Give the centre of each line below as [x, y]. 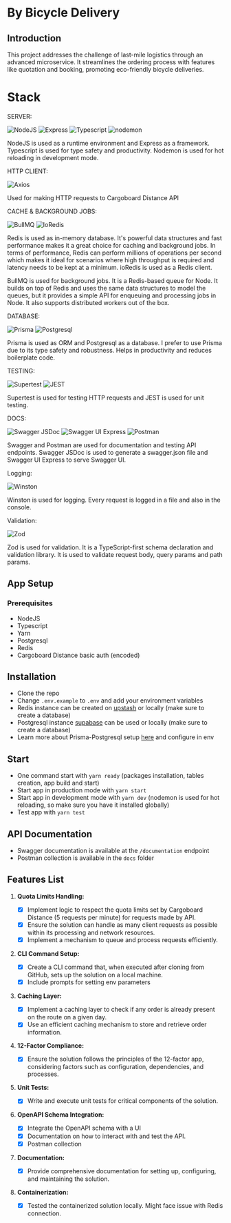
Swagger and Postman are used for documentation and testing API [102, 445]
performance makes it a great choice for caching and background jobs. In [111, 245]
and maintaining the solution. [68, 1179]
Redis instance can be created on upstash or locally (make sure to [111, 708]
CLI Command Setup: [48, 954]
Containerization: [43, 1192]
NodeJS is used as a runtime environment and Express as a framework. [108, 143]
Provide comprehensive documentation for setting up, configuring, [122, 1171]
